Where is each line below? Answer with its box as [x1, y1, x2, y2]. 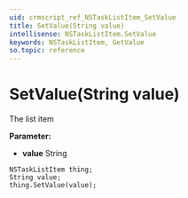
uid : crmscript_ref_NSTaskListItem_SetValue [9, 12, 176, 22]
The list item [9, 114, 55, 124]
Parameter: [9, 131, 51, 142]
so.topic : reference [9, 46, 86, 55]
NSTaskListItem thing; [9, 165, 93, 174]
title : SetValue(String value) [9, 21, 125, 30]
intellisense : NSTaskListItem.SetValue [9, 29, 157, 38]
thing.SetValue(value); [9, 181, 98, 190]
